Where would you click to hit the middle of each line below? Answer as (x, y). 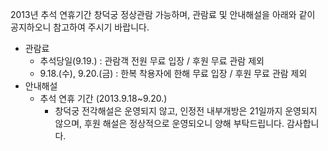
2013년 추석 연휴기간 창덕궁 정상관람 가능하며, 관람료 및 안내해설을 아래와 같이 (163, 14)
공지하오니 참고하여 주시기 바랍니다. (80, 27)
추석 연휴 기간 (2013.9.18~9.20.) (103, 98)
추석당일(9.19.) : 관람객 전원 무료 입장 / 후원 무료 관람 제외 (152, 61)
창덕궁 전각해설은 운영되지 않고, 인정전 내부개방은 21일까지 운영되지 (186, 111)
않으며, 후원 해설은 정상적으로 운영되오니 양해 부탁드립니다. (169, 123)
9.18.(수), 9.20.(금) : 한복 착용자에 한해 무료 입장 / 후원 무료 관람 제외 (173, 73)
